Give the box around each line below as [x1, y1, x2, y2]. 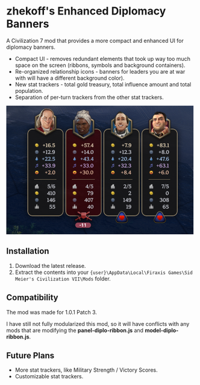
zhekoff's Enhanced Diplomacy [6, 4, 166, 18]
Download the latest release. [14, 262, 86, 269]
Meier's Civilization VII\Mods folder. [14, 275, 111, 282]
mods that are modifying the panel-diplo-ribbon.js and [6, 326, 143, 334]
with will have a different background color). [14, 74, 125, 81]
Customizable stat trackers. [14, 373, 84, 380]
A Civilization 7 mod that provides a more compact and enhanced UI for [6, 37, 184, 44]
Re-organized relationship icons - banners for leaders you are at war [14, 68, 186, 75]
